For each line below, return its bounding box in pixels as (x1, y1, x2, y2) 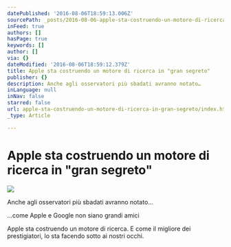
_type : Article (7, 112, 51, 119)
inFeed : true (7, 23, 45, 30)
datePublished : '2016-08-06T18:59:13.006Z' (7, 10, 134, 17)
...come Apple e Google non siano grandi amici (7, 211, 140, 220)
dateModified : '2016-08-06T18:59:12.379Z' (7, 61, 131, 68)
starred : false (7, 99, 51, 106)
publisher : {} (7, 73, 48, 81)
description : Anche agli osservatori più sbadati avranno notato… (7, 80, 201, 87)
